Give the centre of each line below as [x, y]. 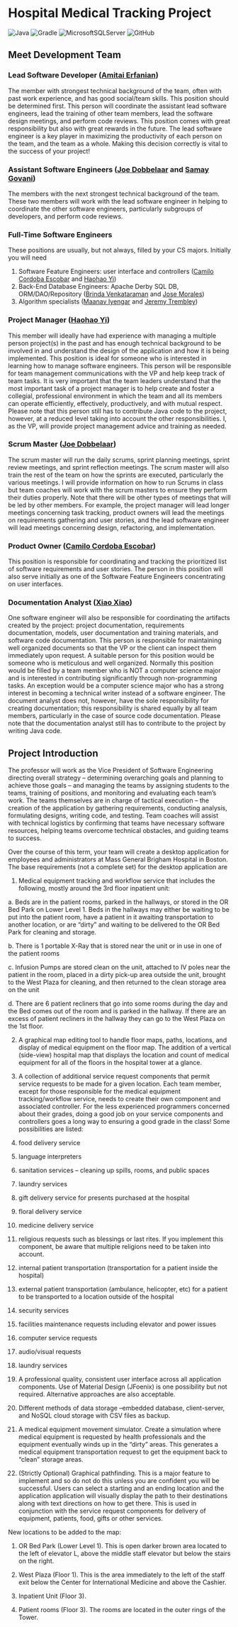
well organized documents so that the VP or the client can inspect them [112, 648]
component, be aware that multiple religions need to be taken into [114, 1247]
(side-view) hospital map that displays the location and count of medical [124, 1055]
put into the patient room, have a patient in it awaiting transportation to [111, 917]
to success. [25, 838]
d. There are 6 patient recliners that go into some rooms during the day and [118, 1004]
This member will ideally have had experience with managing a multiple [112, 336]
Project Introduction [53, 753]
